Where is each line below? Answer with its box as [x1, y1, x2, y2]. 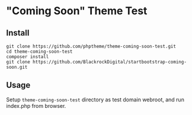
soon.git [6, 64, 28, 70]
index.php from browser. [6, 102, 66, 109]
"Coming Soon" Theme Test [6, 4, 148, 18]
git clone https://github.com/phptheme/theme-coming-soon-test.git [6, 43, 177, 49]
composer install [6, 54, 49, 60]
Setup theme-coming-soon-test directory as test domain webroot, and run [6, 96, 185, 103]
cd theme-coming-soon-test [6, 49, 73, 55]
